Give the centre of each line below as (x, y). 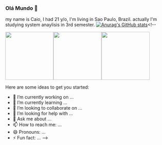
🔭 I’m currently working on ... (43, 97)
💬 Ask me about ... (32, 119)
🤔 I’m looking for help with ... (43, 113)
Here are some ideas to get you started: (47, 87)
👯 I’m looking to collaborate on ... (47, 108)
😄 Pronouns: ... (29, 132)
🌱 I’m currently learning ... (40, 102)
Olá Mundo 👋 (22, 8)
